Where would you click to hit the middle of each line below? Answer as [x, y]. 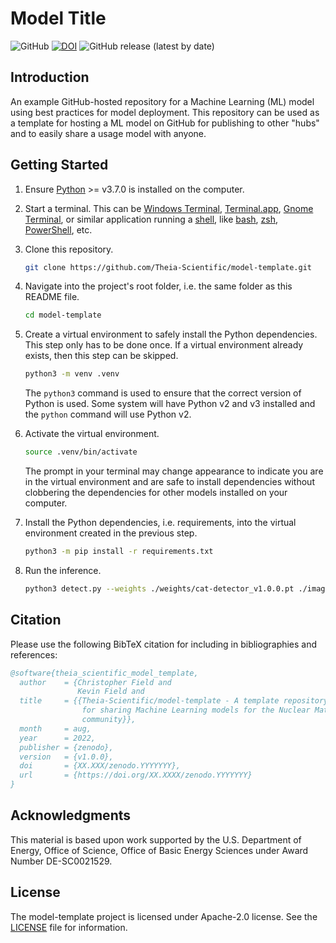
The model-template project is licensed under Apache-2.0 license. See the [164, 916]
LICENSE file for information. [69, 927]
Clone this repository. [69, 249]
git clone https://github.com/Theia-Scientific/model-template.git [168, 267]
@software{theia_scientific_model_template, [104, 673]
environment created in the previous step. [111, 533]
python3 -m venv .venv [72, 374]
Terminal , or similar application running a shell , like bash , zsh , [151, 219]
